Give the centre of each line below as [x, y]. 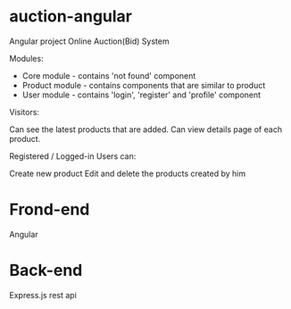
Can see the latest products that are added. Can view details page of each [146, 129]
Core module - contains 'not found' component [109, 75]
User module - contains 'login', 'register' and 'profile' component [141, 95]
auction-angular [71, 17]
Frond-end [50, 209]
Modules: [26, 58]
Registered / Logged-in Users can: [73, 156]
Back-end [46, 271]
